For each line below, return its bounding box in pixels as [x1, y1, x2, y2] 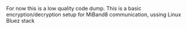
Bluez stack [6, 17, 35, 24]
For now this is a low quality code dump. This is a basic [6, 5, 142, 12]
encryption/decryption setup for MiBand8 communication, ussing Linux [6, 11, 182, 18]
